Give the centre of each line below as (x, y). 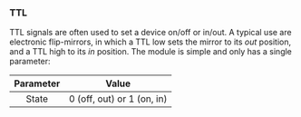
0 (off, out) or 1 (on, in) (118, 99)
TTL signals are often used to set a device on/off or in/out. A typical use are (150, 33)
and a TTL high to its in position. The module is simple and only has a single (151, 52)
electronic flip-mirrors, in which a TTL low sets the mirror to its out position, (150, 42)
